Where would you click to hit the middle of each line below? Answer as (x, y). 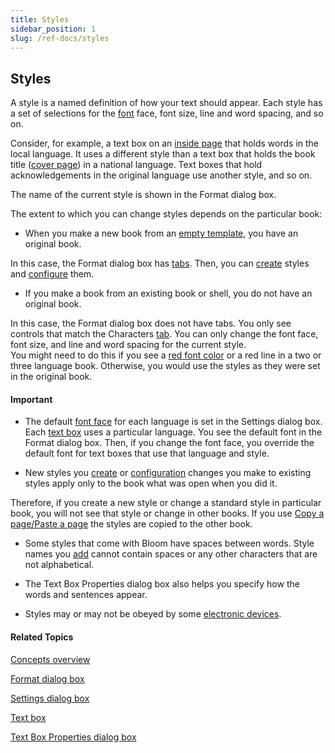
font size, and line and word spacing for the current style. (128, 345)
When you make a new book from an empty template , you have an (161, 233)
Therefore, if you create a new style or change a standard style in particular (166, 503)
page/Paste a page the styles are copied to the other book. (131, 524)
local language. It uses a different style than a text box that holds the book (163, 154)
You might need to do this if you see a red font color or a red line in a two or (166, 355)
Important (31, 399)
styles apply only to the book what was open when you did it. (151, 483)
